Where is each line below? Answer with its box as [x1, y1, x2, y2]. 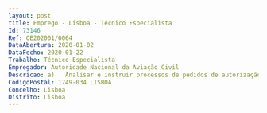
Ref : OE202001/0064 [8, 33, 73, 42]
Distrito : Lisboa [8, 93, 66, 101]
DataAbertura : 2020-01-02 [8, 41, 94, 49]
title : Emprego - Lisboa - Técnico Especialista [8, 19, 172, 27]
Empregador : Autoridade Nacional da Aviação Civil [8, 64, 180, 72]
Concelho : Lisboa [8, 85, 66, 94]
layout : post [8, 11, 52, 20]
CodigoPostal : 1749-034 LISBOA [8, 78, 112, 86]
